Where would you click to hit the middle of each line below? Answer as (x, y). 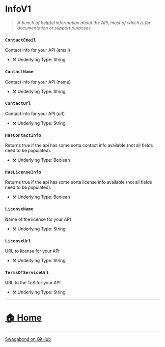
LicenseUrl (18, 241)
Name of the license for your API (38, 219)
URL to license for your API (32, 251)
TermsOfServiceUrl (27, 272)
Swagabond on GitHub (28, 339)
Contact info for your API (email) (38, 50)
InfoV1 (18, 9)
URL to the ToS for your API (33, 283)
